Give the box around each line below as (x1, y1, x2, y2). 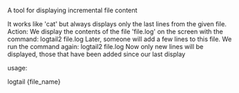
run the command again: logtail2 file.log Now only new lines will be (7, 43, 204, 50)
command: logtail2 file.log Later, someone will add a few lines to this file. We (7, 35, 232, 43)
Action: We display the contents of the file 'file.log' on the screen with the (7, 28, 223, 35)
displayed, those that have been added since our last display (7, 50, 185, 58)
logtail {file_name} (7, 77, 61, 86)
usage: (7, 64, 28, 72)
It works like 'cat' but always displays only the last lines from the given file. (7, 20, 227, 28)
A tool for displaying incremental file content (7, 6, 138, 14)
